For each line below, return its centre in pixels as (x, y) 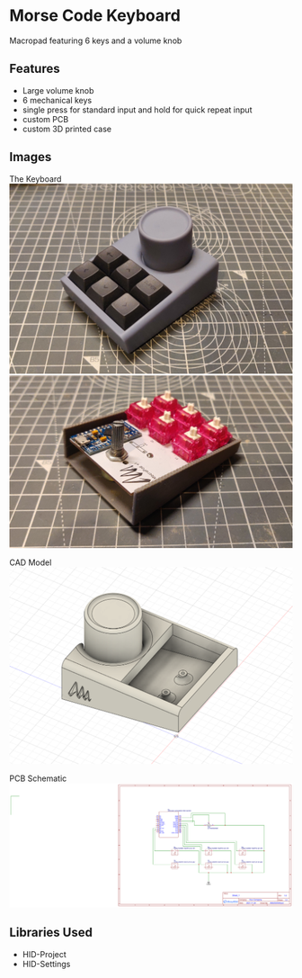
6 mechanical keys (57, 100)
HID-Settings (46, 964)
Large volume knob (58, 90)
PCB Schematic (38, 778)
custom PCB (45, 119)
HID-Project (44, 954)
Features (35, 69)
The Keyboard (36, 179)
